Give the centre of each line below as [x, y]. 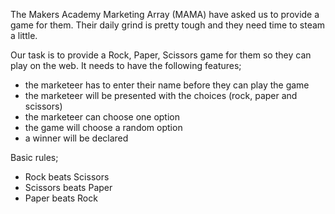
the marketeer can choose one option [102, 117]
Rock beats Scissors [67, 177]
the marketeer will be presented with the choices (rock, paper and [161, 95]
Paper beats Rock [61, 198]
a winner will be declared [76, 138]
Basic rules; [34, 157]
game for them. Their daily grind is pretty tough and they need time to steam [168, 25]
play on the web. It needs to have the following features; [126, 65]
